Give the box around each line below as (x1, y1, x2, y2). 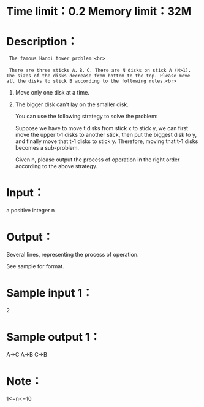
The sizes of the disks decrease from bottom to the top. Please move (6, 73, 191, 79)
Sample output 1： (6, 330, 101, 344)
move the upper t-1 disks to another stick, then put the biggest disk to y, (15, 131, 197, 139)
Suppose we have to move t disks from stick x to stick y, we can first (15, 125, 189, 132)
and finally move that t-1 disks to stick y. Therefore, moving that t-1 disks (15, 138, 198, 145)
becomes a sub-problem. (15, 144, 80, 152)
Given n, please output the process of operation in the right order (15, 156, 180, 163)
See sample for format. (6, 263, 64, 269)
